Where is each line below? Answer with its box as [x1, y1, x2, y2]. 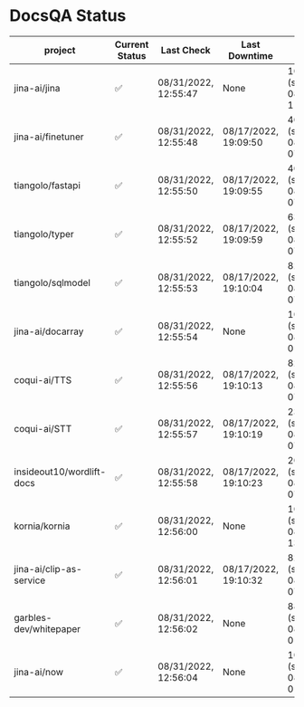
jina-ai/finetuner [14, 130, 84, 143]
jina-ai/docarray [14, 325, 84, 338]
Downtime [227, 49, 273, 62]
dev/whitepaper [14, 622, 81, 635]
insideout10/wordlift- [14, 465, 107, 478]
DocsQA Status [9, 5, 127, 26]
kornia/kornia [14, 520, 71, 532]
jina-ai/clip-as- [14, 562, 83, 575]
